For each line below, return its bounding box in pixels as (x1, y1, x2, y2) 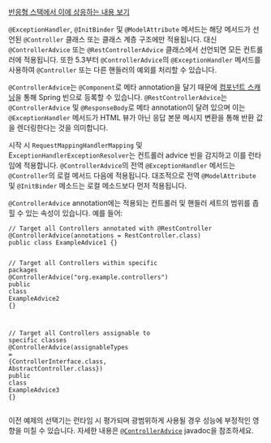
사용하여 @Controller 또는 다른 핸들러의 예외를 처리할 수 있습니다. (8, 65, 217, 75)
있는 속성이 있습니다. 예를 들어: (25, 208, 123, 218)
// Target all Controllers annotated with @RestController (8, 224, 213, 232)
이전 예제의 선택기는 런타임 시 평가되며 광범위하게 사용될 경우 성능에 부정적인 (8, 415, 252, 425)
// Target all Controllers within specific (8, 258, 158, 267)
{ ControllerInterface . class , (8, 357, 107, 366)
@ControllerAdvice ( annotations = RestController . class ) (8, 232, 201, 240)
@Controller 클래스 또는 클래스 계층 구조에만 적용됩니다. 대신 (23, 35, 217, 44)
